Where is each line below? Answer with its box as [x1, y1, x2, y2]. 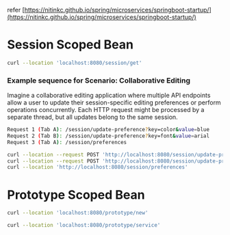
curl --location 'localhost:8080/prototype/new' [7, 210, 149, 217]
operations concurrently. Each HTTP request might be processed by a [7, 106, 205, 114]
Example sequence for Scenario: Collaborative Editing [7, 75, 190, 85]
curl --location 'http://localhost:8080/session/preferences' [7, 164, 188, 171]
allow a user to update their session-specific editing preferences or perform [7, 98, 221, 107]
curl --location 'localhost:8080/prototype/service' [7, 222, 161, 229]
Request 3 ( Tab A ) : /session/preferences [7, 139, 127, 146]
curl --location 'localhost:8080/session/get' [7, 59, 142, 66]
